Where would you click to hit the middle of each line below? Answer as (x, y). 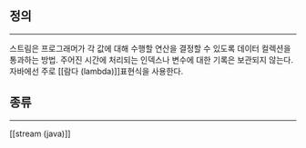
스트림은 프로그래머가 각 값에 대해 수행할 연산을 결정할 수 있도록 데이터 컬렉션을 (150, 48)
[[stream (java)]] (40, 133)
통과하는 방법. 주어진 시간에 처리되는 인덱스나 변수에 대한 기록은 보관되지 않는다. (152, 59)
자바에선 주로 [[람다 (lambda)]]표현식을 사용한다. (97, 71)
